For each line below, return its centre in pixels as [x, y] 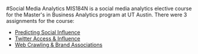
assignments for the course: [40, 21]
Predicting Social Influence [48, 32]
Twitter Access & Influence [48, 38]
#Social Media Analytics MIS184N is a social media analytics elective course [99, 9]
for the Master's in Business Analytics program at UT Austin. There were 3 [97, 15]
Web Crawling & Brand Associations [59, 45]
